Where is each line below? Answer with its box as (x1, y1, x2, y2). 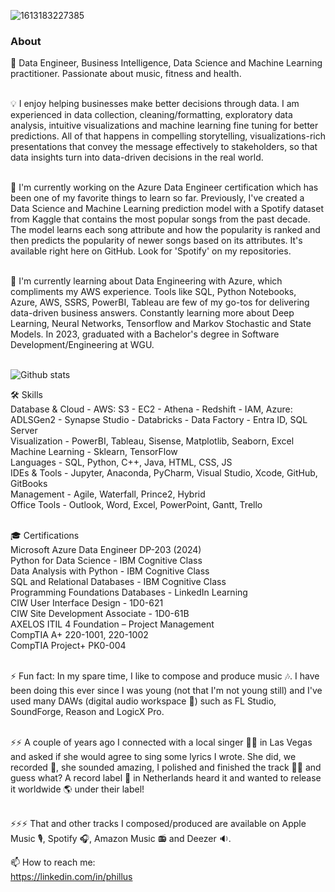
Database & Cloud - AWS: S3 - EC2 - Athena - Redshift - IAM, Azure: (10, 403, 293, 415)
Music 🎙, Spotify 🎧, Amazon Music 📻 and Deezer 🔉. (10, 833, 232, 845)
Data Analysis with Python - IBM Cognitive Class (10, 565, 210, 577)
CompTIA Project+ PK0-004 (10, 640, 127, 652)
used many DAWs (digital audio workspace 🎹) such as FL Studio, (10, 695, 277, 707)
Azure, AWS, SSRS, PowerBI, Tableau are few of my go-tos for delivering (10, 296, 310, 309)
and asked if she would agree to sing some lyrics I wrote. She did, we (10, 751, 297, 763)
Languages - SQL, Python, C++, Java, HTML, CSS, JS (10, 456, 233, 469)
